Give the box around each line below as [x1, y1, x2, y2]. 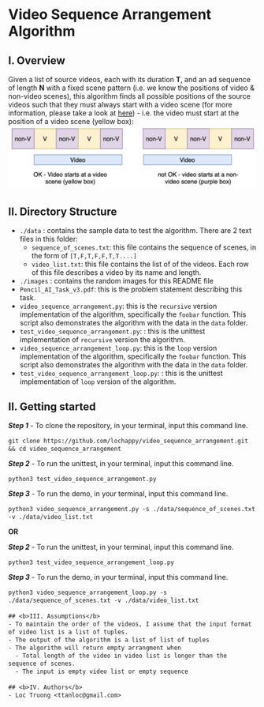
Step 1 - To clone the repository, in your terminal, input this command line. [8, 421, 248, 431]
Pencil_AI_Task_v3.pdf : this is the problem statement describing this [19, 284, 243, 294]
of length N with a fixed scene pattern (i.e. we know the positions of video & [8, 83, 255, 92]
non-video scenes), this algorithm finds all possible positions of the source [8, 92, 251, 100]
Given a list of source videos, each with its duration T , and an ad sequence [8, 75, 251, 84]
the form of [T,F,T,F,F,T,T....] [31, 251, 137, 261]
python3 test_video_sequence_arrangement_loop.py [8, 558, 175, 566]
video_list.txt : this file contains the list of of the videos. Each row [31, 259, 250, 269]
